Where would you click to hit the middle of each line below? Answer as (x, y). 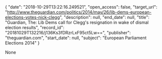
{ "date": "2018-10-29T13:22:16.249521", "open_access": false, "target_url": (81, 7)
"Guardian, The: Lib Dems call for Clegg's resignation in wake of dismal (77, 22)
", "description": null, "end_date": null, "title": (104, 17)
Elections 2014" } (23, 43)
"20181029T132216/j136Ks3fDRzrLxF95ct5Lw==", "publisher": (68, 33)
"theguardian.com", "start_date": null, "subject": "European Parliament (76, 38)
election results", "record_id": (35, 28)
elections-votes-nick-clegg (33, 17)
